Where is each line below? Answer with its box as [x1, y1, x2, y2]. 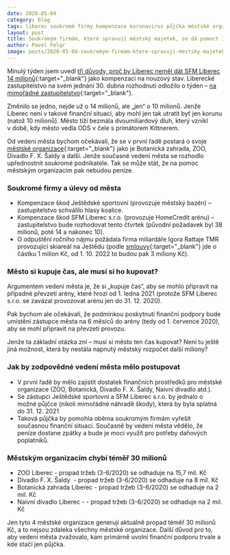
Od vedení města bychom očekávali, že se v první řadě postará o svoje [7, 137, 207, 145]
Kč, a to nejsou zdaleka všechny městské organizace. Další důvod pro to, [7, 526, 214, 534]
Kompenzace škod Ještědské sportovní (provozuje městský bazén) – [16, 199, 212, 207]
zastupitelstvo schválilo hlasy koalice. [16, 206, 123, 214]
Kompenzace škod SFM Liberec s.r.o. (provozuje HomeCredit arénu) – [16, 214, 214, 222]
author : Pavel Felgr [7, 42, 66, 49]
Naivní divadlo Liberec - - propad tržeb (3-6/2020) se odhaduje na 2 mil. [16, 498, 222, 506]
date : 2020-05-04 [7, 10, 57, 17]
